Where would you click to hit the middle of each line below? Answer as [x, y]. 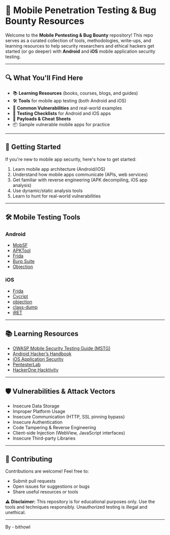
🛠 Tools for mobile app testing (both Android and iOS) [69, 100]
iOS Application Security [38, 359]
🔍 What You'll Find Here [44, 78]
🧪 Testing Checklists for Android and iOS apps [62, 113]
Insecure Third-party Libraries [44, 438]
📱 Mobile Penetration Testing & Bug [81, 10]
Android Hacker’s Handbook [42, 354]
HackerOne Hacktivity [35, 370]
